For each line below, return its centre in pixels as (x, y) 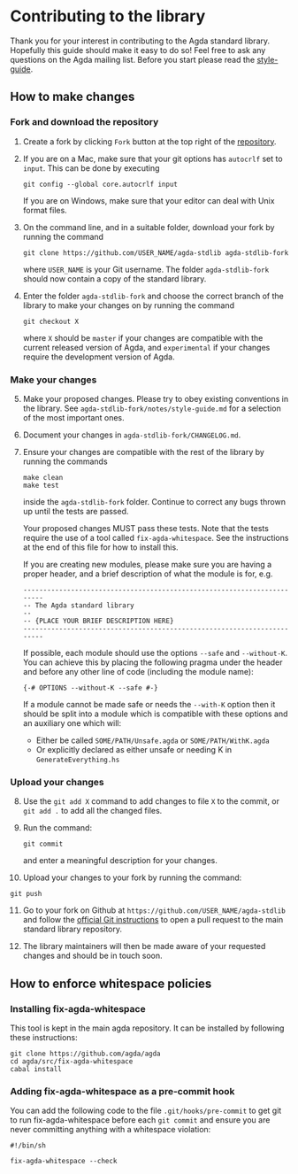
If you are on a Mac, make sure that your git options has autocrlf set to (153, 158)
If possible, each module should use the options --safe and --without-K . (155, 653)
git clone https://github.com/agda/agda (86, 1054)
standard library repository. (73, 929)
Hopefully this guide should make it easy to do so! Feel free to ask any (138, 50)
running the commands (65, 461)
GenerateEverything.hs (78, 760)
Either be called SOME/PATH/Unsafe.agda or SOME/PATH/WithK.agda (153, 740)
